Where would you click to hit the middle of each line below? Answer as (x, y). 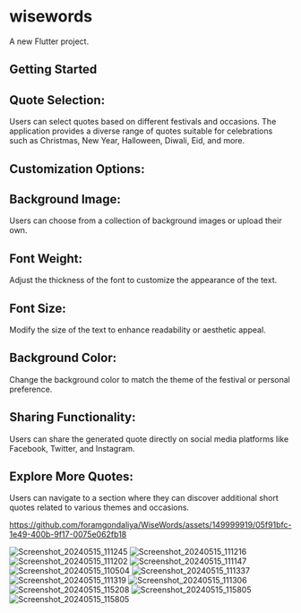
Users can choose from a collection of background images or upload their (146, 220)
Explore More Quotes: (72, 476)
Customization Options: (77, 169)
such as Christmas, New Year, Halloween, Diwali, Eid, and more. (127, 141)
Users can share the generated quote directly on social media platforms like (149, 439)
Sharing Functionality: (73, 417)
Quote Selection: (57, 100)
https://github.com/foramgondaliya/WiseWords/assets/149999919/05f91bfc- (150, 525)
